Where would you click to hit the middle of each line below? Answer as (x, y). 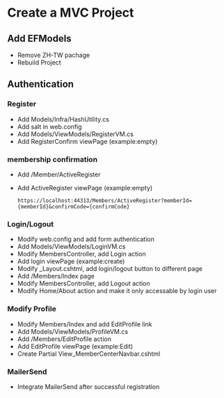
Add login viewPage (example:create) (71, 261)
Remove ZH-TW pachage (54, 55)
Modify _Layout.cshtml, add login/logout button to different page (110, 269)
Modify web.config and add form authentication (86, 239)
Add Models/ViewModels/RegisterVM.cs (75, 134)
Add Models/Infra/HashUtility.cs (63, 119)
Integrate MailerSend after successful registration (88, 386)
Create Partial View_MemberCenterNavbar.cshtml (89, 354)
